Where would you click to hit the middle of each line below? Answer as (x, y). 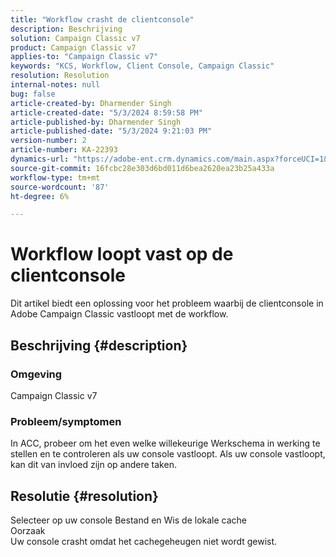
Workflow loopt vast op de (122, 254)
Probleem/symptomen (66, 421)
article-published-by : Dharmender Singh (96, 122)
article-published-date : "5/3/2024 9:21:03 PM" (111, 131)
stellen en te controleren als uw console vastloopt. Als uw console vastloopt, (168, 454)
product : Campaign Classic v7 (73, 47)
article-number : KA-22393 (64, 150)
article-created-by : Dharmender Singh (91, 103)
